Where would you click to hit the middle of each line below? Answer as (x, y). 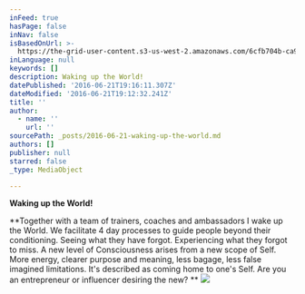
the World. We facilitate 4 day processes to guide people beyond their (140, 230)
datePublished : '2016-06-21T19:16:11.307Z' (93, 85)
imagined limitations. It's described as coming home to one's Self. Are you (148, 269)
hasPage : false (38, 26)
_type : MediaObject (46, 170)
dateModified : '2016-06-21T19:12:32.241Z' (91, 93)
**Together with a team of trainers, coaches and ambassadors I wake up (146, 221)
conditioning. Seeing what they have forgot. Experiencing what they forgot (148, 240)
